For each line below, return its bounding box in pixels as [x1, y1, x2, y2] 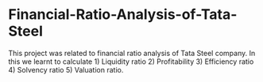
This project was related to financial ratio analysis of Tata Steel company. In [8, 48, 256, 58]
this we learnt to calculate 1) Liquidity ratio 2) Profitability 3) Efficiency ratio [8, 57, 254, 66]
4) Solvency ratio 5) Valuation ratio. [8, 65, 124, 74]
